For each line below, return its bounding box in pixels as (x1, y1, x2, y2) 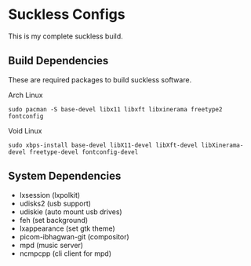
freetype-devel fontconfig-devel (28, 148, 139, 156)
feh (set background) (19, 215, 89, 224)
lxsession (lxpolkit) (19, 190, 81, 199)
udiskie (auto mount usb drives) (19, 206, 123, 217)
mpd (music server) (19, 240, 84, 250)
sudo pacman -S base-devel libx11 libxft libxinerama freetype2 (8, 105, 223, 113)
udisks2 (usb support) (19, 199, 92, 208)
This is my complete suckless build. (8, 31, 123, 41)
